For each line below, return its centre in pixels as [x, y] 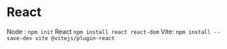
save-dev [20, 38]
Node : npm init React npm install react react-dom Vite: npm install [109, 31]
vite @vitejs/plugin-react [75, 38]
